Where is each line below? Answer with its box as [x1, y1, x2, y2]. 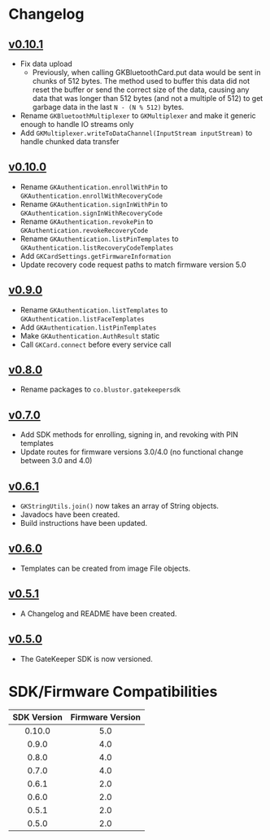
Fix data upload [20, 59, 73, 68]
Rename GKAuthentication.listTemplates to [20, 304, 168, 314]
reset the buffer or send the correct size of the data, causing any [32, 85, 250, 94]
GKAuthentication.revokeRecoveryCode [20, 226, 149, 234]
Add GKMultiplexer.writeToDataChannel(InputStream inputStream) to [20, 128, 253, 138]
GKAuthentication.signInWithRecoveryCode [20, 209, 163, 217]
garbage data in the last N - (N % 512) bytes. [32, 103, 185, 112]
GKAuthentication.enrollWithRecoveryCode [20, 192, 163, 200]
